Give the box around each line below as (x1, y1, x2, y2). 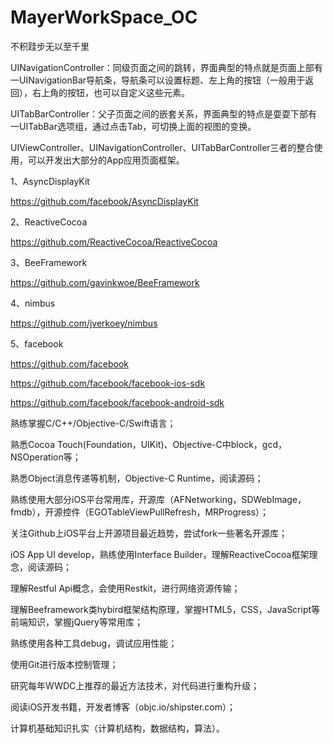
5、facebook (10, 337, 64, 350)
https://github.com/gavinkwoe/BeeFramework (10, 276, 200, 288)
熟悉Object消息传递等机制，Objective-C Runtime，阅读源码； (10, 472, 264, 484)
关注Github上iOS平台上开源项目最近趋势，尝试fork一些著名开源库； (10, 527, 288, 539)
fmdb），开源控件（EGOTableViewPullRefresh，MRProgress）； (10, 506, 270, 518)
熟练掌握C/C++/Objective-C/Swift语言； (10, 417, 177, 429)
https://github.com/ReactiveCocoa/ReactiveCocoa (10, 236, 218, 248)
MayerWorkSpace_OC (10, 6, 198, 29)
